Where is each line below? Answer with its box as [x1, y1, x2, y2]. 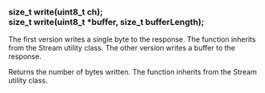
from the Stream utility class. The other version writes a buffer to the [8, 43, 236, 53]
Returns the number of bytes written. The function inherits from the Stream [8, 67, 258, 77]
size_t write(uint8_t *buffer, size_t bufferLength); [8, 16, 205, 27]
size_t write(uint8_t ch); [8, 6, 103, 18]
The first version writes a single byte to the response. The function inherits [8, 34, 256, 44]
